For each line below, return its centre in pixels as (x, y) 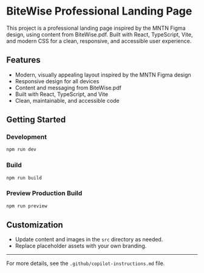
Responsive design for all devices (57, 81)
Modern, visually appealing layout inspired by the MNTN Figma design (103, 75)
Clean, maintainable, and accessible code (67, 100)
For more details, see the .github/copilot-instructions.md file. (86, 263)
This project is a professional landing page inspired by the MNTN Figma (96, 28)
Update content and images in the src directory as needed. (89, 240)
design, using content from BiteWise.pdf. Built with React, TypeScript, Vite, (100, 34)
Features (23, 60)
